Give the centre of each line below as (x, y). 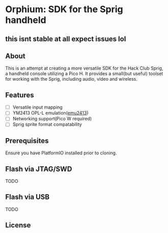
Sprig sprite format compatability (47, 124)
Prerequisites (27, 141)
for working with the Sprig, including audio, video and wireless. (71, 79)
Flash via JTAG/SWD (39, 169)
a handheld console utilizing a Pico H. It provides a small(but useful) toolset (84, 74)
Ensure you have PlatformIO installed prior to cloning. (61, 153)
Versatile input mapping (37, 107)
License (18, 225)
